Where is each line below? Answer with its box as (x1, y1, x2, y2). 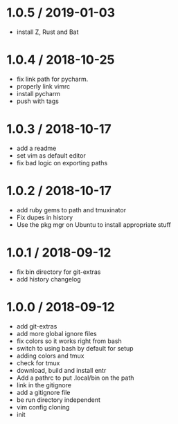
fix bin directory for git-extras (16, 268, 101, 276)
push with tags (16, 97, 60, 105)
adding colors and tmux (16, 351, 84, 360)
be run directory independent (16, 396, 101, 404)
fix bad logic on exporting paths (16, 158, 108, 167)
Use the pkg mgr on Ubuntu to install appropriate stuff (16, 220, 171, 229)
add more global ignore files (16, 329, 98, 338)
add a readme (16, 144, 57, 152)
